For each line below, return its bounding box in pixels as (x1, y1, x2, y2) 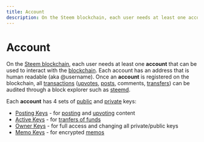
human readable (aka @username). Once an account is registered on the (6, 73, 189, 80)
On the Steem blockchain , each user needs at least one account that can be (6, 60, 197, 68)
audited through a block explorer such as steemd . (6, 86, 131, 94)
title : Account (6, 8, 45, 15)
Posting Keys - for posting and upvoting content (15, 109, 135, 117)
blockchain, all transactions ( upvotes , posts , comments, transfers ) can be (6, 80, 190, 87)
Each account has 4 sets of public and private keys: (6, 98, 137, 105)
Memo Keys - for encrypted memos (15, 129, 104, 136)
